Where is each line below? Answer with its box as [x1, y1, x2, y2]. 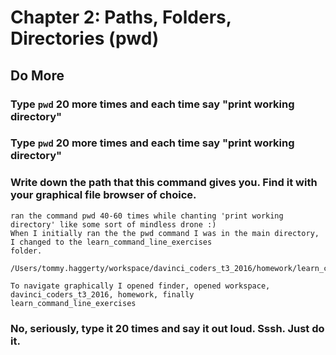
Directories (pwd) [10, 27, 160, 50]
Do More [10, 67, 65, 84]
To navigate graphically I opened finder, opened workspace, [10, 281, 271, 291]
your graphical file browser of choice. [10, 188, 197, 202]
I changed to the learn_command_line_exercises [10, 237, 213, 247]
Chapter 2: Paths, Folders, [10, 6, 232, 29]
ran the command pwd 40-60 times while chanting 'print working [10, 211, 284, 221]
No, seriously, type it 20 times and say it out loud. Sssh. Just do [10, 321, 325, 335]
